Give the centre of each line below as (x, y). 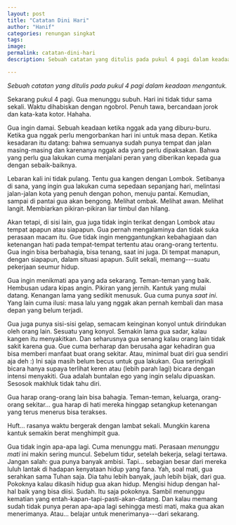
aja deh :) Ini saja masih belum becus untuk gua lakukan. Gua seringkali (111, 361)
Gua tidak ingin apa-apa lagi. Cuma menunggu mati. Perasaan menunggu (113, 446)
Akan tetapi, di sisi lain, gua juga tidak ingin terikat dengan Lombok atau (111, 222)
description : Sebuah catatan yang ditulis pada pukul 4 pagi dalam (108, 60)
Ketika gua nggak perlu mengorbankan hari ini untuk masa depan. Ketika (112, 135)
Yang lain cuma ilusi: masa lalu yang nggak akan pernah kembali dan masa (115, 303)
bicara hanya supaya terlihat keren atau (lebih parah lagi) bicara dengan (111, 368)
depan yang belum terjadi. (45, 310)
